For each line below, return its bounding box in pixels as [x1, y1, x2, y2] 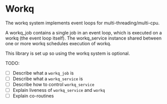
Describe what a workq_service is [12, 76, 83, 82]
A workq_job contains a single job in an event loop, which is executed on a [5, 29, 162, 36]
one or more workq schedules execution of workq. [5, 40, 111, 46]
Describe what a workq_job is [12, 70, 74, 76]
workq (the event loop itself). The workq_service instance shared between [5, 35, 162, 41]
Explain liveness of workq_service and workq [12, 87, 105, 93]
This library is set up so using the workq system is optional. [5, 50, 130, 56]
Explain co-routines [12, 93, 54, 99]
